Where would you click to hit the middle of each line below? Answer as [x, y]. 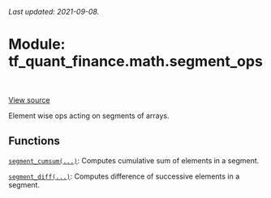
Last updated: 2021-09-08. [54, 12]
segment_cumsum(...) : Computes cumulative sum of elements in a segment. [134, 160]
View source [29, 99]
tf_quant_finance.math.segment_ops [136, 62]
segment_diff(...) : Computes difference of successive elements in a [124, 176]
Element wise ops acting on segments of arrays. [89, 116]
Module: [37, 44]
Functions [34, 141]
